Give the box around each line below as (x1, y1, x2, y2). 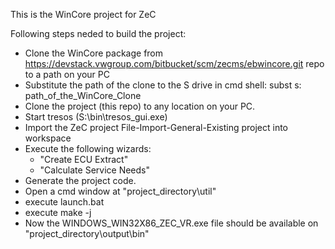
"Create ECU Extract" (39, 154, 129, 165)
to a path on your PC (24, 69, 110, 80)
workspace (24, 132, 72, 144)
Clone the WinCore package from (24, 47, 164, 59)
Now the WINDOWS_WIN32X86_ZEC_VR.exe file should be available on (24, 217, 319, 229)
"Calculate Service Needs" (39, 164, 151, 176)
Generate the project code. (24, 175, 137, 186)
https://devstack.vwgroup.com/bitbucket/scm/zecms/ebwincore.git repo (24, 58, 325, 69)
